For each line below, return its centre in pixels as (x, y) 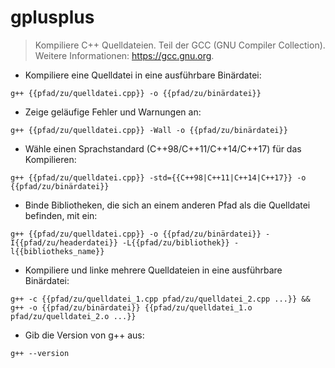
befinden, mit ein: (61, 215)
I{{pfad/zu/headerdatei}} (64, 242)
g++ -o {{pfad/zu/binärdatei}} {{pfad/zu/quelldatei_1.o (131, 307)
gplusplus (52, 17)
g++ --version (40, 353)
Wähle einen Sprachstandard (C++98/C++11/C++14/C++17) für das (163, 148)
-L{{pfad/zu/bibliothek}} (175, 242)
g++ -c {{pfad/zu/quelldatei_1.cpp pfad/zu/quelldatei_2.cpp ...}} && (160, 299)
